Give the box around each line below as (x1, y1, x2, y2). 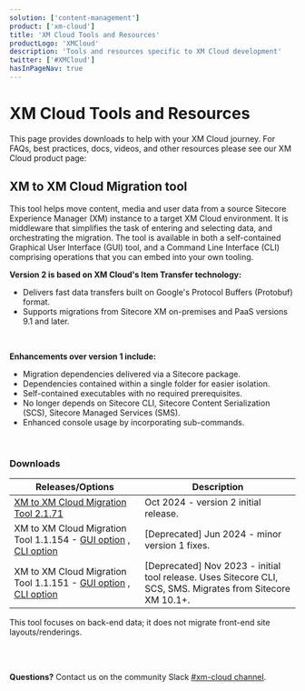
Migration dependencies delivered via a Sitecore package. (22, 368, 241, 379)
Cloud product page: (9, 152, 87, 164)
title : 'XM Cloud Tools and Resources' (9, 30, 161, 39)
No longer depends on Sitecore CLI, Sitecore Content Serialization (22, 397, 271, 408)
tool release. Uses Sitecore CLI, (144, 570, 279, 583)
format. (22, 296, 51, 307)
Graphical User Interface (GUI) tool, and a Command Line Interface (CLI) (9, 242, 280, 253)
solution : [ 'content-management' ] (9, 13, 141, 23)
